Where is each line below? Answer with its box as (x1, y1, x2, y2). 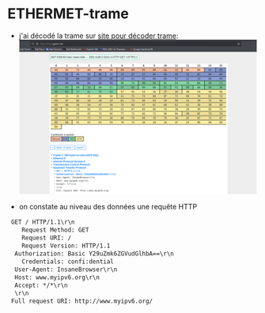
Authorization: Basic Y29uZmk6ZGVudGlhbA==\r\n (14, 250, 175, 258)
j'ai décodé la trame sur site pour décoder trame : (18, 31, 179, 40)
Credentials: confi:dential (21, 258, 114, 266)
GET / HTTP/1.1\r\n (10, 218, 76, 226)
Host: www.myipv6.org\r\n (14, 273, 100, 281)
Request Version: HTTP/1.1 (21, 242, 111, 250)
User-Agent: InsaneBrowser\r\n (14, 266, 118, 273)
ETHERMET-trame (7, 5, 130, 23)
